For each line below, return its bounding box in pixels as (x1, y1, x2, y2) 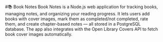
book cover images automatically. (5, 31, 72, 37)
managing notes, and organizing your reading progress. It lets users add (5, 11, 150, 16)
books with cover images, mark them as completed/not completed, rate (5, 16, 148, 22)
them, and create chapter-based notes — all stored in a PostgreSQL (5, 21, 141, 27)
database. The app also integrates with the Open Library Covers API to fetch (5, 26, 158, 32)
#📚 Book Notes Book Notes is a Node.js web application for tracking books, (5, 4, 158, 10)
